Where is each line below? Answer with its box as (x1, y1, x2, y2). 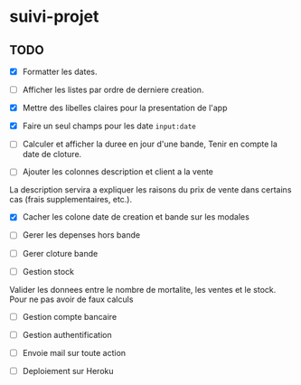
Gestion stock (22, 266, 75, 277)
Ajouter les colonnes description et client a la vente (22, 166, 214, 177)
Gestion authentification (22, 329, 112, 340)
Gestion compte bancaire (22, 311, 118, 322)
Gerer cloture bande (22, 248, 99, 258)
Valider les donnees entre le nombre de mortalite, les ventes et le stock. (9, 284, 277, 295)
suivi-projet (9, 6, 99, 27)
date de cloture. (22, 149, 82, 160)
